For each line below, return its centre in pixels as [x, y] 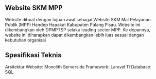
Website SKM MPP [34, 8]
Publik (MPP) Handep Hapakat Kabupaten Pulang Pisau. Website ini [73, 25]
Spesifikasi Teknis [33, 55]
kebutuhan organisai [26, 40]
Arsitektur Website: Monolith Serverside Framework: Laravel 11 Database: [78, 66]
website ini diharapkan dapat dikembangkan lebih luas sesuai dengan [75, 35]
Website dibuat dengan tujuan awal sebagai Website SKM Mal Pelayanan [78, 19]
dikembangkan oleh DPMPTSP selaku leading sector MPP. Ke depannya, [78, 30]
